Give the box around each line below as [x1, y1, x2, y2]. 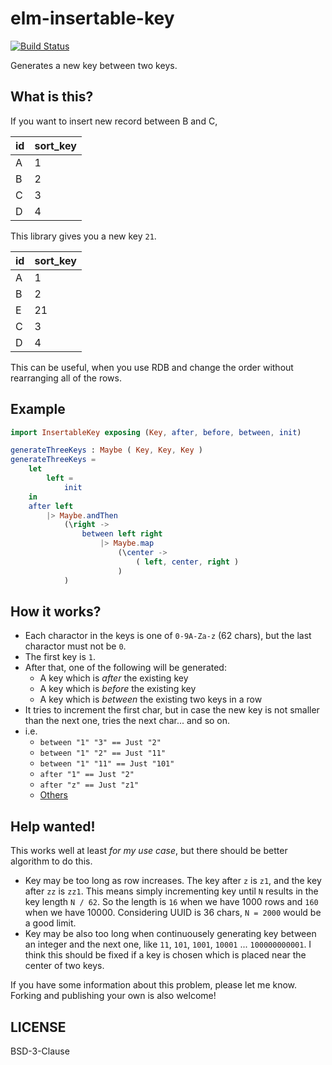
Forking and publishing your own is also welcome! [10, 990, 217, 1002]
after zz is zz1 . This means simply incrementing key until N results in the [24, 885, 319, 897]
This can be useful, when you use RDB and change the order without [10, 361, 294, 373]
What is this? [10, 88, 94, 106]
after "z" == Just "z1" [39, 780, 140, 791]
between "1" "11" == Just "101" [39, 759, 175, 769]
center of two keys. [24, 960, 105, 972]
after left [28, 501, 74, 511]
